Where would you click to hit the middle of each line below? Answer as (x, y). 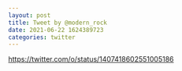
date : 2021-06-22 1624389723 (56, 30)
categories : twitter (42, 37)
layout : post (30, 15)
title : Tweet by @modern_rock (58, 23)
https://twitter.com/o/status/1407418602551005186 (91, 59)
